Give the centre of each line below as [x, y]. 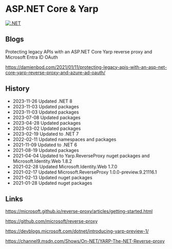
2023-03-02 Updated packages [47, 128]
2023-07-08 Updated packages [46, 117]
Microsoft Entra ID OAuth [32, 57]
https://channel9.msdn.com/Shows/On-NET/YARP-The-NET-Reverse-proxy [85, 241]
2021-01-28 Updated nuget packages [52, 183]
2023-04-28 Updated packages [47, 123]
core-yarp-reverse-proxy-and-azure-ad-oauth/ [55, 72]
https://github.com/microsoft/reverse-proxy [52, 221]
